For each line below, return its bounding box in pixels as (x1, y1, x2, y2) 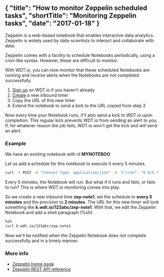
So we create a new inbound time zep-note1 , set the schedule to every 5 (5, 194, 153, 199)
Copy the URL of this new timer (12, 97, 76, 103)
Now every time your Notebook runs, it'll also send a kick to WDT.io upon (5, 112, 153, 118)
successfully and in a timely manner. (5, 238, 79, 244)
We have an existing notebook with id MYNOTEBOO (5, 151, 110, 157)
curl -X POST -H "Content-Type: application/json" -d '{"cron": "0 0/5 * (5, 170, 159, 175)
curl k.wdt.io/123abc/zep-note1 (5, 223, 71, 228)
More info (5, 250, 28, 257)
